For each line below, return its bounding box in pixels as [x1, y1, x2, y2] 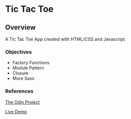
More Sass [12, 76, 35, 81]
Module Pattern [12, 65, 44, 71]
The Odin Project [5, 99, 40, 105]
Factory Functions [12, 60, 50, 66]
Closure [12, 70, 29, 76]
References [5, 88, 34, 95]
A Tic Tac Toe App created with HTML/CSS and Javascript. [5, 36, 127, 42]
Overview [5, 23, 36, 32]
